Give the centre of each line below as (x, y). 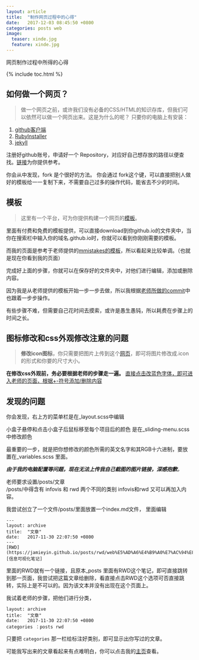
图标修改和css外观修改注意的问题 (67, 338)
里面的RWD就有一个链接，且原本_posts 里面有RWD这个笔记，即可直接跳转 (97, 571)
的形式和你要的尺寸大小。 (52, 361)
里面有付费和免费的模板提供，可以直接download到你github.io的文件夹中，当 (99, 230)
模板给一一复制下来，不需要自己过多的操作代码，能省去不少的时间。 (99, 182)
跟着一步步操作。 (32, 298)
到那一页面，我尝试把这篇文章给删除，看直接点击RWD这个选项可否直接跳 (95, 578)
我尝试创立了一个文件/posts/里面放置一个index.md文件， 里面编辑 (86, 509)
